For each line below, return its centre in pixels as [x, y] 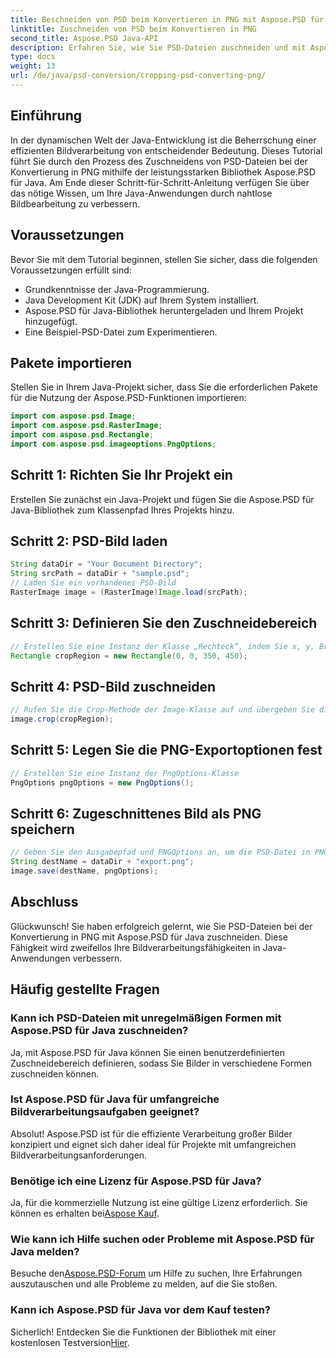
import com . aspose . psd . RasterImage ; [86, 426]
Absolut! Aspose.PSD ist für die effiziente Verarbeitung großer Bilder [151, 1133]
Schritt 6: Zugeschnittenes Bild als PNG [136, 814]
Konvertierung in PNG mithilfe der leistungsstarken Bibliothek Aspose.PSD [163, 172]
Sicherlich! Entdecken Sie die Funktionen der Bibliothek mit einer [143, 1332]
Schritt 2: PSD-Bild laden [89, 541]
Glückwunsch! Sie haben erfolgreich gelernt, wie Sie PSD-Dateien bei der [161, 926]
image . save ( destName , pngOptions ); [84, 871]
